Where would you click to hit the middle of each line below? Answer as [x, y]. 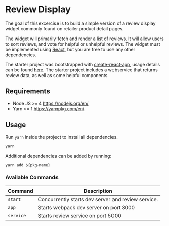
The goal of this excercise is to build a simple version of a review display [80, 23]
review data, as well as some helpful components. [57, 75]
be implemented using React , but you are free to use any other [70, 49]
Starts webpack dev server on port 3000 [87, 207]
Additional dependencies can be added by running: [59, 156]
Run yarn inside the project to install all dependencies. [61, 137]
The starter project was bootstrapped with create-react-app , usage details [83, 64]
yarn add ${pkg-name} [28, 165]
